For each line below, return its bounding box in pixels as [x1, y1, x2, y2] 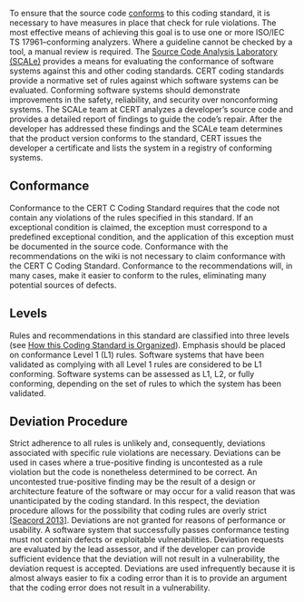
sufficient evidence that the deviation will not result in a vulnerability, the [9, 553, 279, 565]
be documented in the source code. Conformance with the [9, 240, 229, 252]
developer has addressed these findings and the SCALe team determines [9, 123, 283, 134]
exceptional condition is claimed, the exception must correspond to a [9, 221, 268, 232]
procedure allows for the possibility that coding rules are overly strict [9, 505, 268, 516]
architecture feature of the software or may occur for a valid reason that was [9, 486, 296, 497]
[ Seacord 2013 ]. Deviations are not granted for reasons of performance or [9, 515, 286, 526]
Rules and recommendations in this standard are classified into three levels [9, 330, 290, 341]
